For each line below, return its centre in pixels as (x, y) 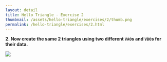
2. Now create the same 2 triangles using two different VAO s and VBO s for (83, 39)
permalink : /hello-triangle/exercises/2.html (55, 24)
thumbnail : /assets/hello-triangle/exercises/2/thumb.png (69, 19)
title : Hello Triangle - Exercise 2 (44, 15)
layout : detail (22, 10)
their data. (17, 45)
